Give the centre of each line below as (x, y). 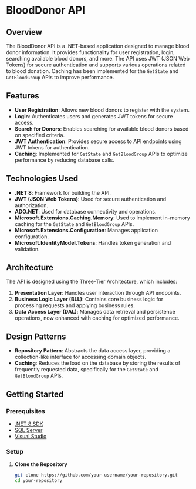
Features (23, 96)
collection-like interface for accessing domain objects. (80, 357)
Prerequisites (26, 411)
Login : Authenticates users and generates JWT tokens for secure (94, 116)
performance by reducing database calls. (64, 160)
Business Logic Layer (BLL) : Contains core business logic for (89, 299)
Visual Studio (31, 436)
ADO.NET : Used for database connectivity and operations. (85, 211)
